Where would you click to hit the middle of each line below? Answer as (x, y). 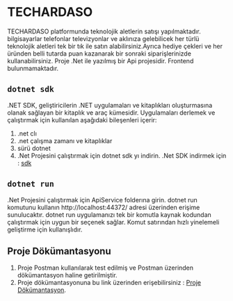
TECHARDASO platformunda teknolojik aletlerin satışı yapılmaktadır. (104, 31)
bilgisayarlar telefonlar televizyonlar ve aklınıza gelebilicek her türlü (103, 38)
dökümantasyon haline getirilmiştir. (67, 275)
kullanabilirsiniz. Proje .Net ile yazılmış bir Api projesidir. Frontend (101, 60)
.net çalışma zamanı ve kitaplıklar (65, 140)
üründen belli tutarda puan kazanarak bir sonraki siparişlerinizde (99, 54)
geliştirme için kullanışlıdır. (45, 229)
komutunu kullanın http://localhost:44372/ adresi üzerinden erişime (104, 207)
